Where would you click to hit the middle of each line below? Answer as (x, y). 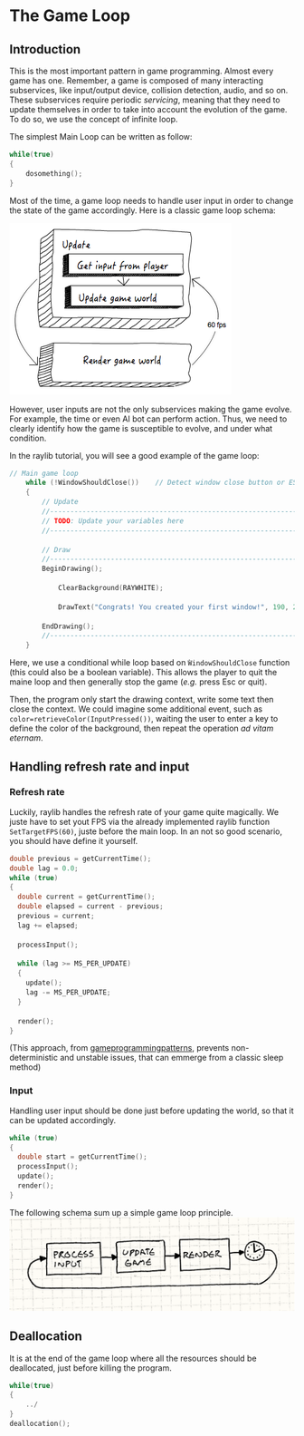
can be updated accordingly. (63, 1120)
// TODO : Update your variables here (113, 521)
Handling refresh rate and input (100, 767)
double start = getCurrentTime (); (82, 1157)
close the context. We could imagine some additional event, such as (136, 709)
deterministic (34, 1058)
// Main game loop (44, 473)
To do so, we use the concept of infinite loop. (94, 119)
